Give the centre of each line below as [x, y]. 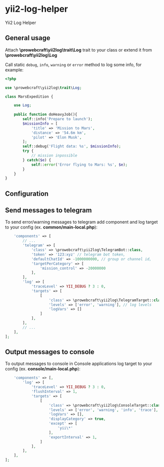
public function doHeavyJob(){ [46, 115]
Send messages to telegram [48, 210]
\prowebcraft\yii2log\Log [31, 55]
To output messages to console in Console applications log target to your [79, 363]
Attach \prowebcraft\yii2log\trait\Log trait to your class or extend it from [79, 50]
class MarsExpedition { [29, 97]
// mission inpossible [54, 156]
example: [14, 70]
